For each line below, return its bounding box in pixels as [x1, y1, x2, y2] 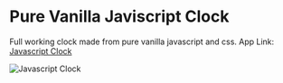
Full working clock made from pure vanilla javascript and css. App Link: [9, 36, 275, 47]
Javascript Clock [9, 45, 72, 56]
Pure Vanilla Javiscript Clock [9, 6, 230, 27]
